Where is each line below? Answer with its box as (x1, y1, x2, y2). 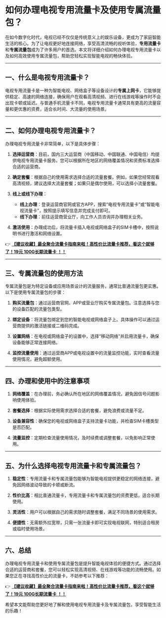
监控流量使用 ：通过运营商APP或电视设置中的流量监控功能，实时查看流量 (12, 350, 160, 356)
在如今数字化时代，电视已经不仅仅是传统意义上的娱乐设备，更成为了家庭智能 (5, 34, 161, 40)
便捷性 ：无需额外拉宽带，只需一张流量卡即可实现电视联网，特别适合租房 (12, 519, 160, 525)
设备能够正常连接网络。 (12, 340, 60, 346)
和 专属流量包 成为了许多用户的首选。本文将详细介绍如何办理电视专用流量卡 (5, 47, 157, 52)
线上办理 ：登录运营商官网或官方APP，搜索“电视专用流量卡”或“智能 (19, 201, 156, 207)
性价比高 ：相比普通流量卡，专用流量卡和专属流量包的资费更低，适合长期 (12, 492, 160, 498)
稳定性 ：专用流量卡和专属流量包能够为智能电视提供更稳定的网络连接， (12, 476, 156, 481)
